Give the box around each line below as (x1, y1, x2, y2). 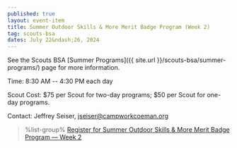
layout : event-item (7, 17, 65, 24)
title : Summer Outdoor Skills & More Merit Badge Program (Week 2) (7, 23, 211, 30)
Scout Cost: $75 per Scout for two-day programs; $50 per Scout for (7, 91, 206, 99)
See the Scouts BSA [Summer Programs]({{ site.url (7, 56, 156, 64)
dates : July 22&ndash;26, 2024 (7, 37, 100, 44)
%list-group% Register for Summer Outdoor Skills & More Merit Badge (24, 125, 230, 134)
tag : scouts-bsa (7, 30, 55, 37)
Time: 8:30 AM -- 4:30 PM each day (7, 77, 113, 85)
